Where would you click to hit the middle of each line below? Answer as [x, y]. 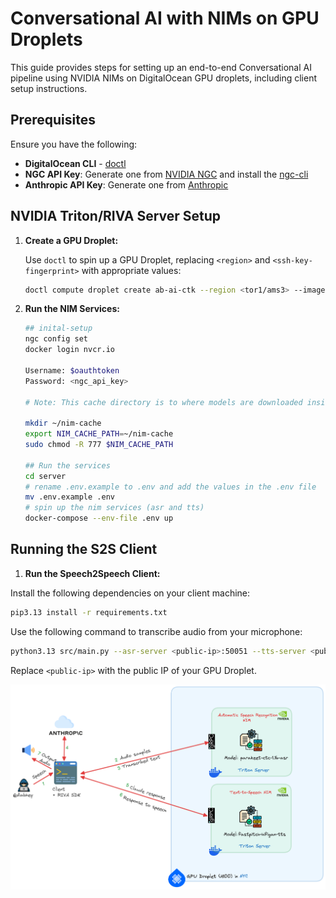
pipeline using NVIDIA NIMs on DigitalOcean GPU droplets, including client [164, 78]
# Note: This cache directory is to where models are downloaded [163, 402]
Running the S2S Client [84, 549]
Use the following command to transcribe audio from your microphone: [156, 631]
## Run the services [67, 465]
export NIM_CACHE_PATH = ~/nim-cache [99, 434]
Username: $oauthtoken [72, 370]
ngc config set [56, 339]
